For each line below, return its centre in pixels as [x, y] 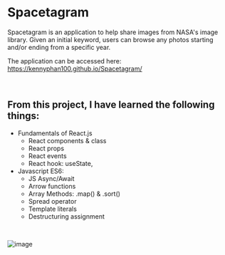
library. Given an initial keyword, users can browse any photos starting [110, 39]
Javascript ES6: [41, 171]
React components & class [67, 140]
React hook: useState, [61, 163]
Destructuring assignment [66, 216]
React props [46, 148]
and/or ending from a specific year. [59, 47]
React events [47, 156]
